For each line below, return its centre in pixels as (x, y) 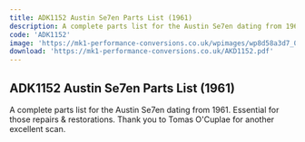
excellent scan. (38, 128)
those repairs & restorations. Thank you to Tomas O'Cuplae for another (142, 119)
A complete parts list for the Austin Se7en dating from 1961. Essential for (144, 109)
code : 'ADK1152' (40, 34)
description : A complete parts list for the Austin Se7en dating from (146, 26)
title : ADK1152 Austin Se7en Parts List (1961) (101, 18)
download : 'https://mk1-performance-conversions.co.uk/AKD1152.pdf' (142, 52)
